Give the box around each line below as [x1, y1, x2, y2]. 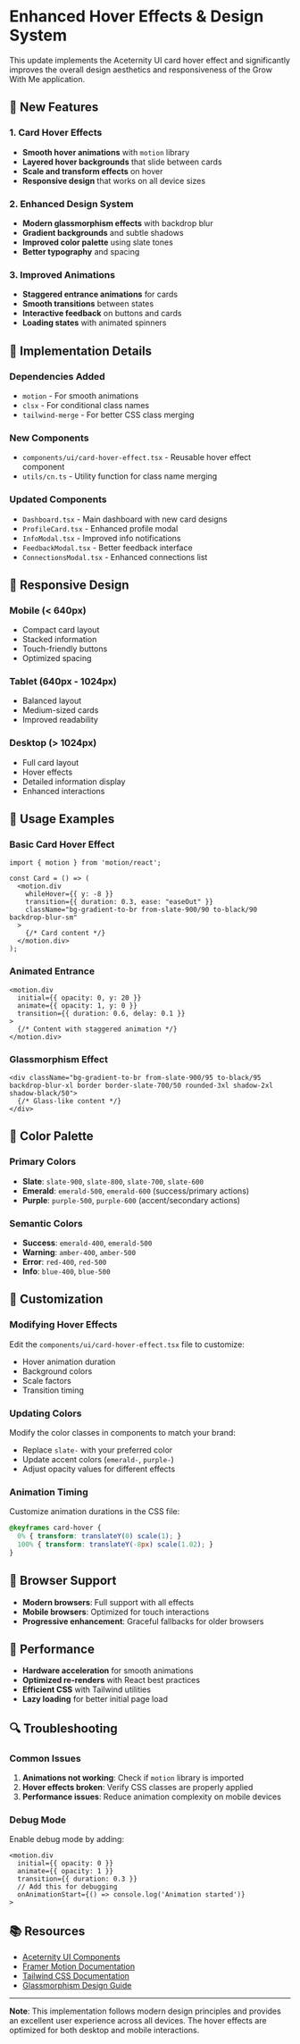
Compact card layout [21, 624, 100, 635]
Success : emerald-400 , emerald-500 [21, 1237, 153, 1248]
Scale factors [21, 1375, 71, 1386]
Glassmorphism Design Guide [21, 1981, 132, 1991]
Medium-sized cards [21, 705, 99, 716]
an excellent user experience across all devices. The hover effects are [9, 2015, 267, 2026]
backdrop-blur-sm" [9, 913, 78, 922]
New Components [9, 431, 89, 444]
